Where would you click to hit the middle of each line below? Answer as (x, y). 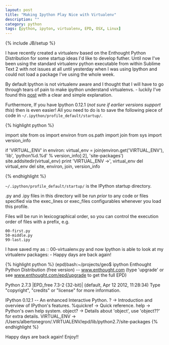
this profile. (17, 207)
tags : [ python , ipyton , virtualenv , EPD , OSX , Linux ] (63, 29)
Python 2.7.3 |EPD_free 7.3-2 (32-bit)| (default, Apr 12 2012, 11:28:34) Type (83, 285)
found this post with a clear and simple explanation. (59, 95)
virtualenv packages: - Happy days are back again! (58, 255)
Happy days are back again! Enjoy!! (42, 337)
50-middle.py (19, 236)
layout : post (19, 10)
